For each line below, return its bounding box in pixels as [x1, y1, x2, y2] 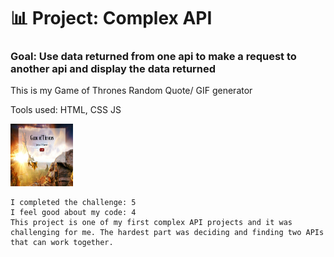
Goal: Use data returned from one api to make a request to [10, 50, 297, 64]
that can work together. [10, 238, 114, 248]
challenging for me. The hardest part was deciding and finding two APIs [10, 228, 325, 238]
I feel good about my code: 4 [10, 208, 137, 218]
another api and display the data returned [10, 62, 217, 76]
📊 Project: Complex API [10, 7, 213, 30]
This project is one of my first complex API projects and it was [10, 218, 293, 228]
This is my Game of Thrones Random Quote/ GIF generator [10, 85, 253, 97]
